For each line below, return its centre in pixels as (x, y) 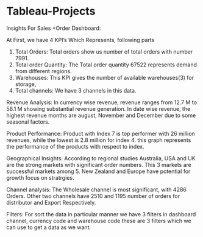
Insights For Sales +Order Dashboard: (54, 28)
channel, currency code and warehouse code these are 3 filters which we (99, 221)
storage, (26, 84)
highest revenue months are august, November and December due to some (101, 115)
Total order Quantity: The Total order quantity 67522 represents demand (106, 65)
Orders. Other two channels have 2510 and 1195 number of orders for (93, 196)
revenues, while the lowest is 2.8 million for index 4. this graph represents (99, 140)
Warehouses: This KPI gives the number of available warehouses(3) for (104, 77)
